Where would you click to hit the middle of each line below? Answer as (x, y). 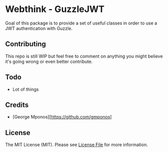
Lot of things (26, 89)
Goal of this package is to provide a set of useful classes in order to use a (81, 23)
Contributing (26, 44)
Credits (17, 105)
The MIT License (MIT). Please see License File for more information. (76, 145)
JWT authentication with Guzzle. (39, 28)
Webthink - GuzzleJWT (55, 9)
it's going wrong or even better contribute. (49, 61)
